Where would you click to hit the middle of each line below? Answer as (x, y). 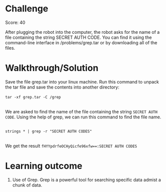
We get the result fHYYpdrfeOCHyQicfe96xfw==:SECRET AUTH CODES (71, 146)
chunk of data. (27, 185)
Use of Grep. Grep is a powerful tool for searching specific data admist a (87, 180)
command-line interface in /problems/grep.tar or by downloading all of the (81, 42)
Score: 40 (15, 22)
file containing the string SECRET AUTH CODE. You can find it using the (79, 37)
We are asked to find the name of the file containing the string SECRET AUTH (81, 111)
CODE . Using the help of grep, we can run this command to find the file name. (83, 117)
